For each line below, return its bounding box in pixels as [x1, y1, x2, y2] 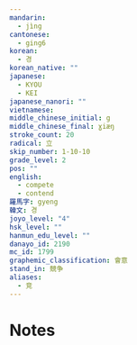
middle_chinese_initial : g [9, 113, 111, 123]
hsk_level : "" [9, 222, 63, 232]
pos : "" [9, 164, 39, 173]
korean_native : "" [9, 64, 78, 73]
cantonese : [9, 30, 50, 39]
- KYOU [17, 80, 42, 89]
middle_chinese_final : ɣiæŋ [9, 123, 115, 132]
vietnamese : [9, 105, 54, 114]
